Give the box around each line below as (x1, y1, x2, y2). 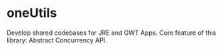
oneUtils (6, 5, 58, 21)
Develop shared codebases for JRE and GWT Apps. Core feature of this (6, 28, 217, 37)
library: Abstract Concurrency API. (6, 35, 107, 44)
